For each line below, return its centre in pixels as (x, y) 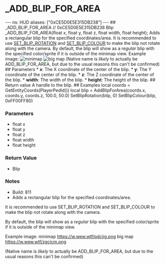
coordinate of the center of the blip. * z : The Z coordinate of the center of (80, 74)
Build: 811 (22, 192)
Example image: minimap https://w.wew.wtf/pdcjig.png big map (69, 236)
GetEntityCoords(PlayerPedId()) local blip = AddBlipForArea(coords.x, (76, 90)
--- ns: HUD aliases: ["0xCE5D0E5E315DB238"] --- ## (60, 22)
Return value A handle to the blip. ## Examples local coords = (68, 85)
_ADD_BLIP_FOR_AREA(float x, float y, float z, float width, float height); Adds (82, 33)
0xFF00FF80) (19, 100)
